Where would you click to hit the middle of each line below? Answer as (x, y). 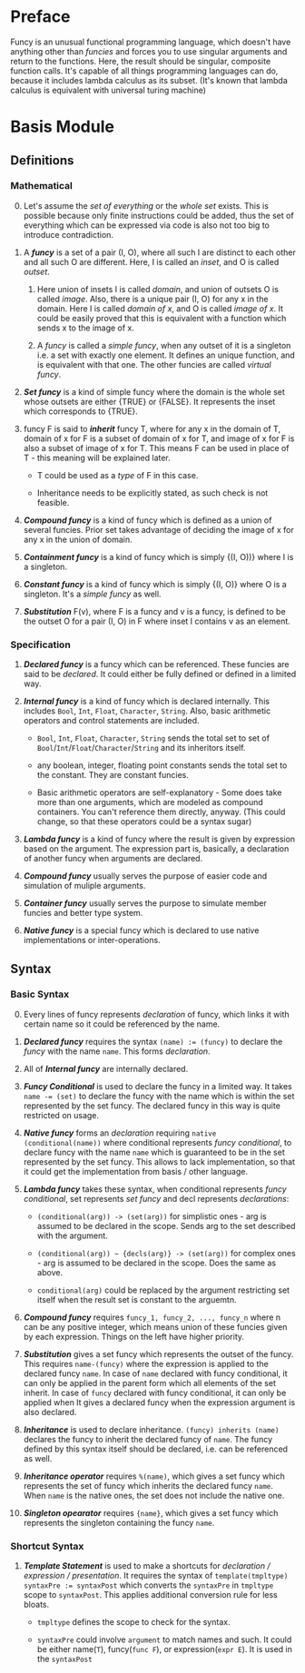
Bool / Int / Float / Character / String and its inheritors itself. (141, 748)
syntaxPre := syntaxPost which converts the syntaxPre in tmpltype (148, 1585)
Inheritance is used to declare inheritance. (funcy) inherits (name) (151, 1429)
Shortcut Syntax (47, 1546)
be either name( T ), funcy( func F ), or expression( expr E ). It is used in (165, 1649)
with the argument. (72, 1235)
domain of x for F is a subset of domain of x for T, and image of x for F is (159, 438)
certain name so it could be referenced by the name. (122, 1024)
